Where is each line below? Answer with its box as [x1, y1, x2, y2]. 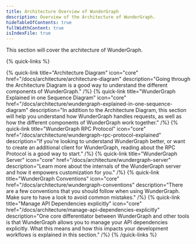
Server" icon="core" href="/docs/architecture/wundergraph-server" [6, 157, 171, 164]
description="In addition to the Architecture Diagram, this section [29, 107, 187, 114]
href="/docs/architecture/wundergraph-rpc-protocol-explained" [6, 131, 161, 138]
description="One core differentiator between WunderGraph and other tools [6, 212, 190, 220]
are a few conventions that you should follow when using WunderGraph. [6, 188, 180, 195]
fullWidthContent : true [6, 25, 64, 31]
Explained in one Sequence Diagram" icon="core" [6, 94, 127, 101]
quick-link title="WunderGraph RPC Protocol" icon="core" [6, 126, 146, 133]
